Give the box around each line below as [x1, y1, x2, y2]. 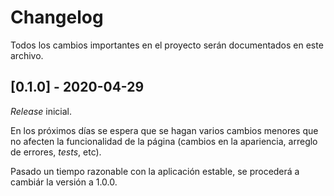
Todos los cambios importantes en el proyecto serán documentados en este [10, 39, 324, 51]
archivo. [10, 49, 44, 61]
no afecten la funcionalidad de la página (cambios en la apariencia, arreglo [10, 135, 318, 147]
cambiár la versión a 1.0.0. [10, 176, 118, 188]
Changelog [10, 6, 104, 29]
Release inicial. [10, 105, 73, 117]
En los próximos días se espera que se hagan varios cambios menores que [10, 124, 319, 136]
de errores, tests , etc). [10, 146, 102, 158]
